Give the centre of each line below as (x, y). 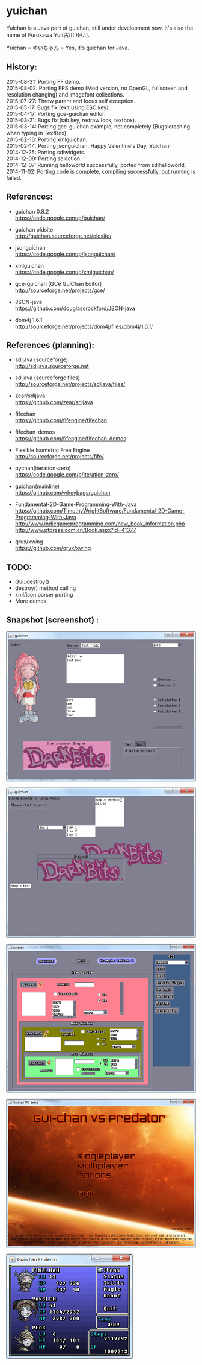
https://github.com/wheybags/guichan (63, 493)
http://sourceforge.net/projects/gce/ (60, 290)
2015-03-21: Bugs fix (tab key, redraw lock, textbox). (71, 120)
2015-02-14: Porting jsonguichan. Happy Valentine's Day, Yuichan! (89, 145)
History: (22, 67)
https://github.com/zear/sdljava (54, 402)
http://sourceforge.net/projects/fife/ (59, 457)
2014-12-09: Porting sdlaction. (44, 159)
